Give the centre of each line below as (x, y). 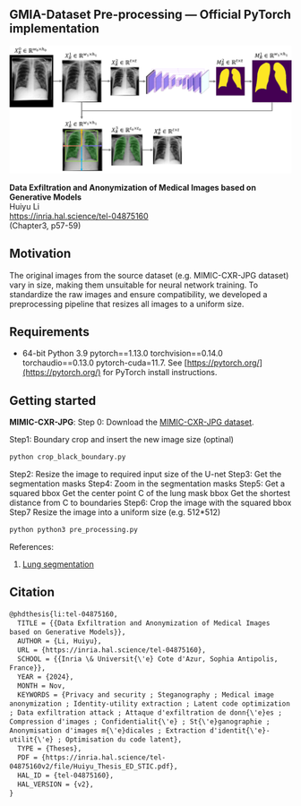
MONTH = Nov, (42, 686)
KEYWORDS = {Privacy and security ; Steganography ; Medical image (146, 695)
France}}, (28, 668)
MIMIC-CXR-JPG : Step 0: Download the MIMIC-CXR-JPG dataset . (132, 422)
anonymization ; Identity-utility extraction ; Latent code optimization (150, 703)
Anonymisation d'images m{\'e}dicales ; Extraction (107, 730)
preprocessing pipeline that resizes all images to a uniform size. (127, 304)
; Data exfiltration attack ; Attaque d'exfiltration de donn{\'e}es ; (146, 712)
